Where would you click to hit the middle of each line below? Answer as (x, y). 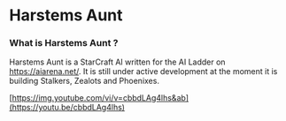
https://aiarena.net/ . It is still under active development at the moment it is (143, 72)
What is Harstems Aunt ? (64, 43)
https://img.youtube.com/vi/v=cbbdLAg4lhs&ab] (100, 98)
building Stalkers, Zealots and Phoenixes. (84, 81)
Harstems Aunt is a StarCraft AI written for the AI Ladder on (117, 62)
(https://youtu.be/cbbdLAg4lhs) (67, 108)
